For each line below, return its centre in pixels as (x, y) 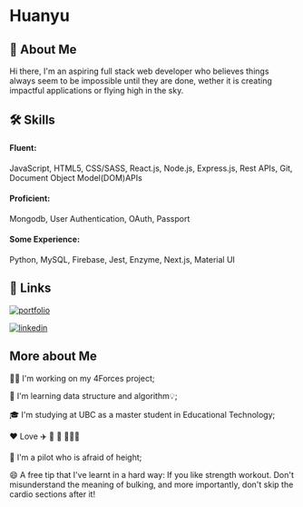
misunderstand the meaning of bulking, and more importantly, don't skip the (151, 484)
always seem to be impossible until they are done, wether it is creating (141, 81)
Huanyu (39, 16)
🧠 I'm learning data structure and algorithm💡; (93, 395)
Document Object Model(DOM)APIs (76, 177)
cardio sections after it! (53, 494)
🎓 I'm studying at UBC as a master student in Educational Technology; (142, 414)
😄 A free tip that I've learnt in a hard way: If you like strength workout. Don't (152, 474)
